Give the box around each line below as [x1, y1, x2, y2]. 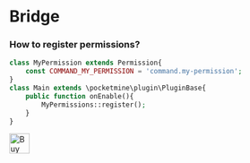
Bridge [9, 6, 60, 27]
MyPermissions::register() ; [41, 100, 146, 109]
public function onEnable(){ [25, 91, 134, 100]
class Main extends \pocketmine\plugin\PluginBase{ [9, 83, 206, 93]
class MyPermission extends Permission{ [9, 58, 163, 68]
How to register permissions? [9, 39, 141, 51]
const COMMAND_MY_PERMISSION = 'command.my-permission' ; [25, 67, 243, 76]
